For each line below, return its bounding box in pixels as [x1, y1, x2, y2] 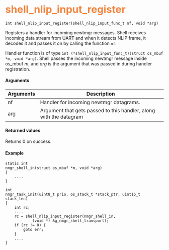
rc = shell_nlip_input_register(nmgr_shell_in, [14, 214, 116, 219]
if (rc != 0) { [14, 223, 46, 228]
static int [5, 161, 28, 166]
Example [5, 150, 24, 156]
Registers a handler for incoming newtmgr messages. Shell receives [5, 29, 146, 36]
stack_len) [5, 196, 28, 202]
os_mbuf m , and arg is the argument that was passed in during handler [5, 60, 152, 66]
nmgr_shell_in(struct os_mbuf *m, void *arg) [5, 165, 102, 171]
